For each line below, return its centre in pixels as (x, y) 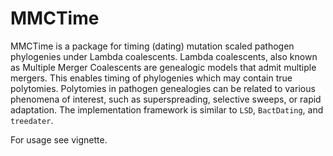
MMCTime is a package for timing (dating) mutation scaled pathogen (152, 46)
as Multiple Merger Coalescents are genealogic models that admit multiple (163, 67)
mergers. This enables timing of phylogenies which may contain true (151, 78)
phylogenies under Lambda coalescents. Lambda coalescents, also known (164, 56)
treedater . (32, 120)
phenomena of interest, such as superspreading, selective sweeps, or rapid (166, 99)
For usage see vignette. (59, 139)
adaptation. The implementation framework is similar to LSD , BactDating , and (167, 109)
